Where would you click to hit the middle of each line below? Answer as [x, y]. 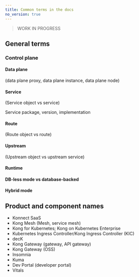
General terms [28, 44]
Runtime [14, 168]
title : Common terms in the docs [39, 10]
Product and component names [54, 206]
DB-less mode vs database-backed [42, 179]
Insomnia [21, 255]
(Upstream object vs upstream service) [45, 157]
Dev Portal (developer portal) [42, 265]
